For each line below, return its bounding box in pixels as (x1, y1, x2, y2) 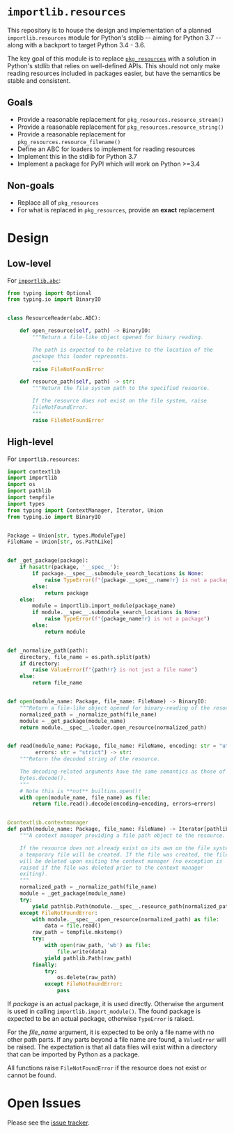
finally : (32, 961, 58, 968)
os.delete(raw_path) (56, 974, 117, 981)
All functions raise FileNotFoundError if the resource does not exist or (7, 1064, 207, 1072)
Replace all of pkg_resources (17, 198, 99, 207)
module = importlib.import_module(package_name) (32, 602, 176, 609)
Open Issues (7, 1095, 81, 1111)
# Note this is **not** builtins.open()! (19, 788, 141, 795)
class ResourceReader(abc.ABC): (7, 315, 101, 322)
